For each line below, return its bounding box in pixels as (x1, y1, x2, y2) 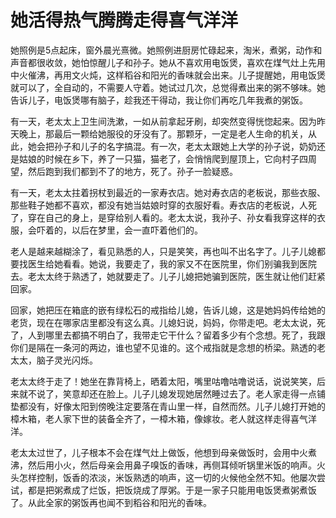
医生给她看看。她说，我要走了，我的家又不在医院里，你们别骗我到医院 (27, 257, 317, 270)
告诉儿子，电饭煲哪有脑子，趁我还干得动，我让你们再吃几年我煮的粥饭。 (10, 94, 308, 106)
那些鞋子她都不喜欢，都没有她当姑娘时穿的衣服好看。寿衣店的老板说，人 (10, 199, 308, 211)
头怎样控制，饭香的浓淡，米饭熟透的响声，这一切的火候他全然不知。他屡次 (10, 471, 317, 483)
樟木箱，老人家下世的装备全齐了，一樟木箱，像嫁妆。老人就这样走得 (10, 412, 291, 425)
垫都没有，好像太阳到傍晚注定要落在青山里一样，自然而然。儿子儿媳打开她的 (10, 400, 326, 412)
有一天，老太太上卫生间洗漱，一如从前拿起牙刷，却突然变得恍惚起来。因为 (10, 115, 317, 127)
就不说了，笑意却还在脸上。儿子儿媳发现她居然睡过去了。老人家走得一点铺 (18, 387, 326, 400)
